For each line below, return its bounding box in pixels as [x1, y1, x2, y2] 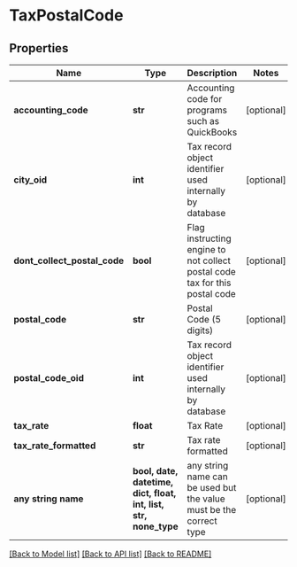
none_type [132, 520, 179, 532]
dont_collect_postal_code [13, 254, 125, 267]
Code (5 [187, 314, 222, 325]
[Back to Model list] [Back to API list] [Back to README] [9, 548, 212, 559]
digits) [187, 324, 214, 337]
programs [187, 104, 228, 116]
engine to [187, 244, 226, 255]
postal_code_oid [13, 372, 85, 384]
